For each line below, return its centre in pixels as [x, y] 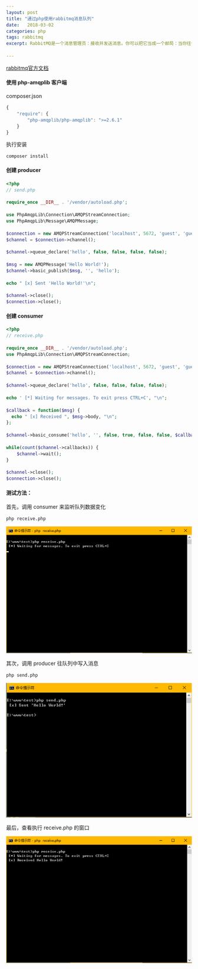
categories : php [26, 31]
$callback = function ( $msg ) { [43, 410]
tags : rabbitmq [25, 37]
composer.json [24, 96]
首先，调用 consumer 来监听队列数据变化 [56, 507]
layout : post [22, 12]
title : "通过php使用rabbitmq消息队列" [50, 19]
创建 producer [24, 170]
